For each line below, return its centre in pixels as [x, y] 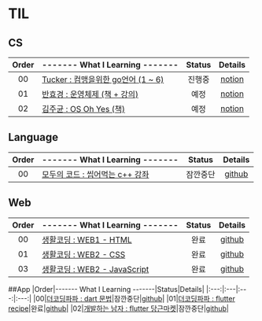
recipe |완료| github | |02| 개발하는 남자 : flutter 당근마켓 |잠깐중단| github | [119, 308]
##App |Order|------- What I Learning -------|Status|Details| [106, 289]
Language [33, 137]
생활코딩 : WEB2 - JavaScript [96, 269]
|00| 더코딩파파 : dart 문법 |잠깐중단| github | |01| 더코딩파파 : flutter [135, 298]
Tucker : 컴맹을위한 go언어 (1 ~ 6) [103, 79]
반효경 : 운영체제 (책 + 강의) [90, 94]
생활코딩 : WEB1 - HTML [87, 239]
